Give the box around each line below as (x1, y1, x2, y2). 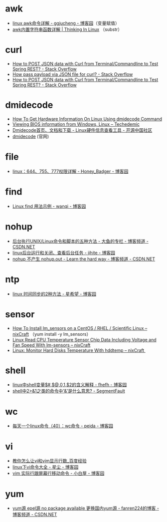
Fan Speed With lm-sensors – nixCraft (12, 342, 91, 348)
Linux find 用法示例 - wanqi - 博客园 (12, 203, 86, 209)
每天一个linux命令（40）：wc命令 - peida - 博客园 (12, 423, 114, 429)
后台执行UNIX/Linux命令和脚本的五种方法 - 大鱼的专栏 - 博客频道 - (12, 238, 149, 244)
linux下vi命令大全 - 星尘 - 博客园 (12, 464, 79, 470)
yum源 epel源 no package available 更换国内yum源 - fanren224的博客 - (12, 505, 160, 512)
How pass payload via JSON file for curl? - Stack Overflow (12, 71, 133, 77)
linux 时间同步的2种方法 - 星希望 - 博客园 (12, 290, 96, 297)
